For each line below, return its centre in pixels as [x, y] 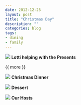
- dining [14, 38]
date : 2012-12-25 [23, 10]
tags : [11, 33]
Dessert [20, 87]
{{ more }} [15, 67]
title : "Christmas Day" [30, 19]
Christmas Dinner [30, 77]
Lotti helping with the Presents [43, 57]
